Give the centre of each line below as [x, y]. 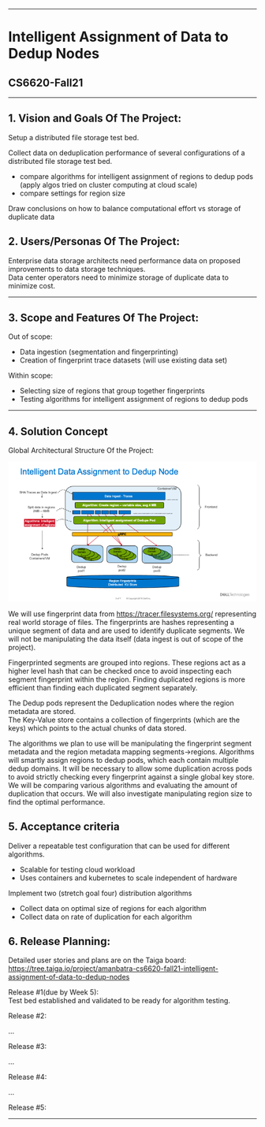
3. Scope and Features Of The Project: [104, 318]
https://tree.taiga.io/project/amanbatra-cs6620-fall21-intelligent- [113, 969]
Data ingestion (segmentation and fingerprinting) [99, 352]
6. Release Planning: [59, 941]
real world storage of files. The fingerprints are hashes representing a [121, 622]
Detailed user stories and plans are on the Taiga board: [97, 960]
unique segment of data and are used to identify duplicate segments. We [127, 630]
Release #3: [28, 1047]
